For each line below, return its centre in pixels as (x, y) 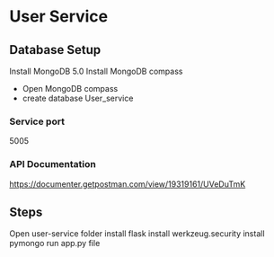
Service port (37, 121)
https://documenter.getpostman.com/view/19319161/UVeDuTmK (128, 184)
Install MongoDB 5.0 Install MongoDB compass (96, 71)
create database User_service (78, 98)
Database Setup (55, 50)
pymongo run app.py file (55, 244)
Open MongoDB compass (70, 89)
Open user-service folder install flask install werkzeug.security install (137, 234)
